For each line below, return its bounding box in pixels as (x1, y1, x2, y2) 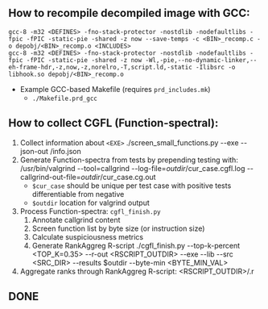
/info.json (49, 146, 82, 156)
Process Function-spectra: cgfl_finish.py (19, 206, 161, 216)
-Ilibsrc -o (196, 63, 236, 71)
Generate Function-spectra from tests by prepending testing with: (19, 155, 239, 165)
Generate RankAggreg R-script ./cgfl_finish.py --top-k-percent (31, 240, 241, 250)
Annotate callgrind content (31, 215, 121, 224)
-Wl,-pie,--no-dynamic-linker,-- (145, 56, 258, 64)
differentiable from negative (31, 189, 125, 198)
